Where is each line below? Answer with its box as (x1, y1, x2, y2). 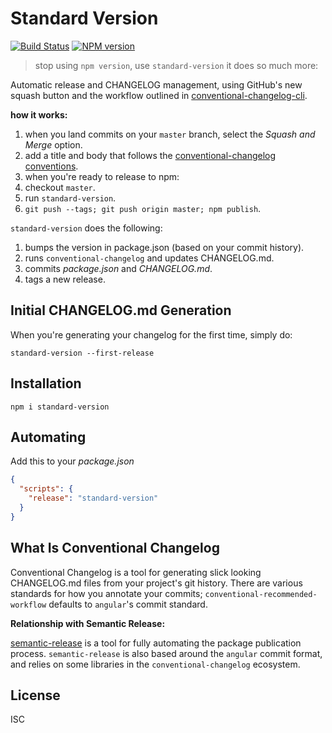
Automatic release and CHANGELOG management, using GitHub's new (10, 78, 303, 91)
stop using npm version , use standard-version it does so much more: (34, 59, 319, 71)
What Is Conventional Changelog (10, 540, 220, 557)
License (10, 687, 61, 704)
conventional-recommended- (204, 589, 318, 599)
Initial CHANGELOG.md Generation (10, 302, 232, 319)
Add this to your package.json (10, 455, 135, 467)
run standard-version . (24, 192, 117, 204)
